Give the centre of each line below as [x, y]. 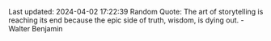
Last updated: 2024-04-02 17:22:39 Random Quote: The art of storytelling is [136, 12]
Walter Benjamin [36, 29]
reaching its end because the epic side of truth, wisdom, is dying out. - [126, 20]
